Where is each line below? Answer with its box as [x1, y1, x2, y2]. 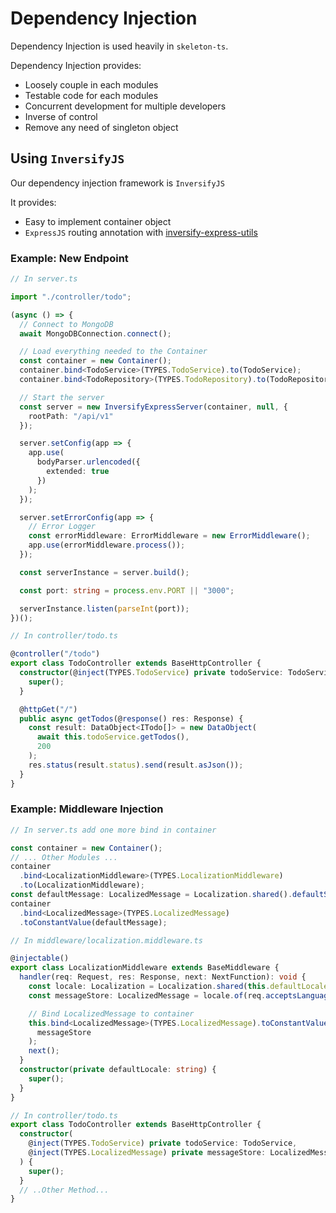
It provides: [10, 196, 57, 208]
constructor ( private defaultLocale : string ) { [19, 1065, 217, 1075]
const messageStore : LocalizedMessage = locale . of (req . [28, 990, 267, 1001]
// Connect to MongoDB [19, 319, 114, 329]
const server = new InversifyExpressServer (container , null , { [19, 402, 288, 412]
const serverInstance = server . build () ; [19, 567, 190, 577]
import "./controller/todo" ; [10, 292, 132, 302]
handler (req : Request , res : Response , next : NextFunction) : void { [19, 972, 307, 982]
